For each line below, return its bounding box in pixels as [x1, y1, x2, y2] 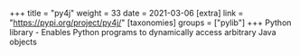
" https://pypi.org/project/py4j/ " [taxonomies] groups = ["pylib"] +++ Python [9, 17, 292, 28]
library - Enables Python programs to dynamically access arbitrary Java [9, 27, 277, 37]
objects [9, 36, 38, 47]
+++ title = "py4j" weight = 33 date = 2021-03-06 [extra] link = [9, 8, 244, 18]
